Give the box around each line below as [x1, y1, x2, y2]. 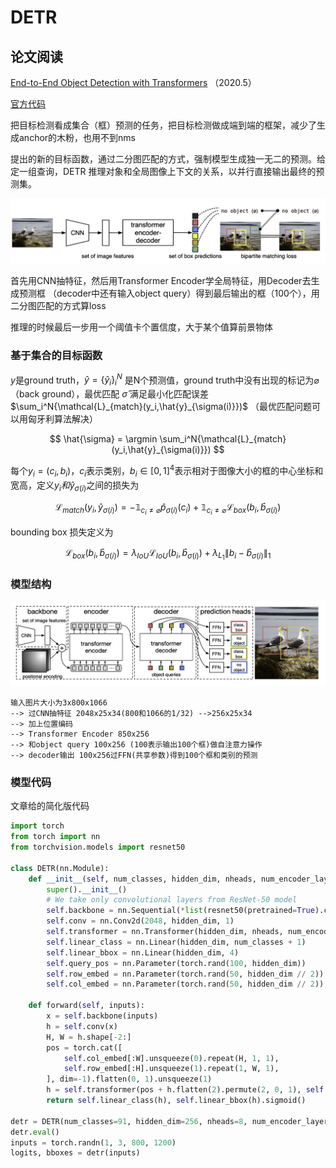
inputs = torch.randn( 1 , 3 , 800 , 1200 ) [10, 1137, 177, 1148]
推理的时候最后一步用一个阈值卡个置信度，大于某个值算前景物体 [10, 321, 273, 333]
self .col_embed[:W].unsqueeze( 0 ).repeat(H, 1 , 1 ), [63, 1053, 280, 1063]
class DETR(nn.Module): [10, 863, 110, 873]
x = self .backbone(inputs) [46, 1011, 159, 1021]
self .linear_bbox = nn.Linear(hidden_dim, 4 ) [46, 947, 240, 958]
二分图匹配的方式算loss [10, 300, 107, 312]
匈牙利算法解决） [27, 413, 98, 425]
